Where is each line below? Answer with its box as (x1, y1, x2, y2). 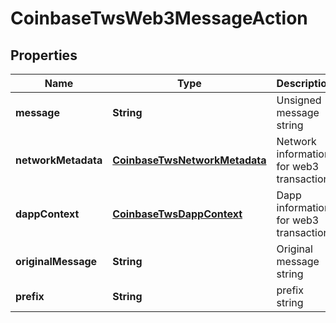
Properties (10, 47, 78, 64)
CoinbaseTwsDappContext (112, 207, 243, 221)
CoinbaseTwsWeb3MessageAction (10, 7, 308, 30)
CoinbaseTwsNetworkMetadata (112, 153, 267, 167)
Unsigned (276, 93, 322, 107)
